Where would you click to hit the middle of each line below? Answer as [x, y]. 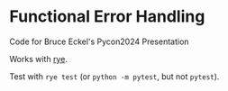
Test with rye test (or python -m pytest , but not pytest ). [114, 76]
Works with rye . [38, 59]
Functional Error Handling [107, 17]
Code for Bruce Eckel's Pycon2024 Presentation [99, 41]
